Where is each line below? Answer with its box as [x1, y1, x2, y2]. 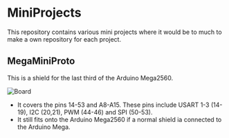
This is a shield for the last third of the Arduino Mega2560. [7, 74, 174, 82]
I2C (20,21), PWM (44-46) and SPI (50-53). [29, 107, 153, 116]
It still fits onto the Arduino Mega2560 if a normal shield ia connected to [17, 115, 222, 123]
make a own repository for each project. [7, 35, 122, 43]
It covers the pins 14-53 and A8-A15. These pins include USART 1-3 [17, 101, 210, 109]
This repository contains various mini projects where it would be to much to [7, 28, 223, 36]
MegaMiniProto [7, 55, 75, 67]
